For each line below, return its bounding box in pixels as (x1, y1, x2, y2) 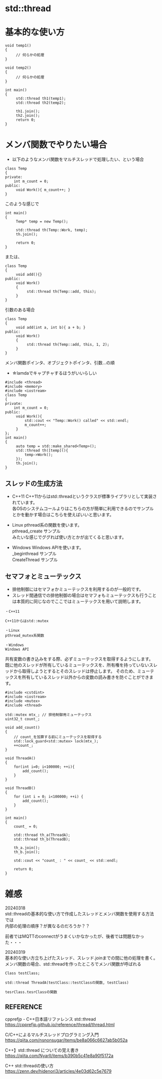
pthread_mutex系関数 (5, 633, 45, 638)
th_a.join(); (14, 845, 40, 850)
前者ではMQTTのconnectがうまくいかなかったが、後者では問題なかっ (5, 933, 145, 939)
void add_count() (5, 725, 40, 730)
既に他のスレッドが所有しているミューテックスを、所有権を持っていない (5, 662, 149, 668)
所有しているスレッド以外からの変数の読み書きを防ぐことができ (21, 674, 149, 680)
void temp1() (5, 43, 32, 48)
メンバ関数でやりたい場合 (5, 139, 108, 151)
